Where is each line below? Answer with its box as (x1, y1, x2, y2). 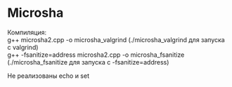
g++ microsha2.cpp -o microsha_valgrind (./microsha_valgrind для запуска (7, 35, 225, 43)
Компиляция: (7, 28, 47, 36)
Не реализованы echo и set (7, 72, 90, 80)
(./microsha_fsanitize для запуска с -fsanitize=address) (7, 58, 169, 66)
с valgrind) (7, 43, 39, 51)
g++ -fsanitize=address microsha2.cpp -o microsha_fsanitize (7, 51, 185, 59)
